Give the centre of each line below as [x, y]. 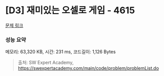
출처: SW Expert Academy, [46, 63]
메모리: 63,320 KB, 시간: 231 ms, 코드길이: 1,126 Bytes [61, 52]
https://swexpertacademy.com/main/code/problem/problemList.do [88, 68]
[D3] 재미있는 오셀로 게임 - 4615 [70, 10]
